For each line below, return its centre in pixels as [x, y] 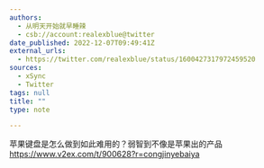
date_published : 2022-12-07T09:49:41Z [82, 43]
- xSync [32, 76]
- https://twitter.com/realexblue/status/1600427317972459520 [137, 59]
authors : [26, 18]
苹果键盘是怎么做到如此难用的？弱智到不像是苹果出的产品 [116, 144]
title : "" [28, 101]
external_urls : [38, 51]
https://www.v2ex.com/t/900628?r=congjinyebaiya [105, 155]
